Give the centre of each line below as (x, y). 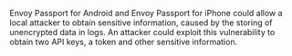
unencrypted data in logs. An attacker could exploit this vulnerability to (142, 32)
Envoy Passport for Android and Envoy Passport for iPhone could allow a (146, 13)
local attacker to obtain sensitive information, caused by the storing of (141, 23)
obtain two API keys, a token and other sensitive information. (124, 42)
